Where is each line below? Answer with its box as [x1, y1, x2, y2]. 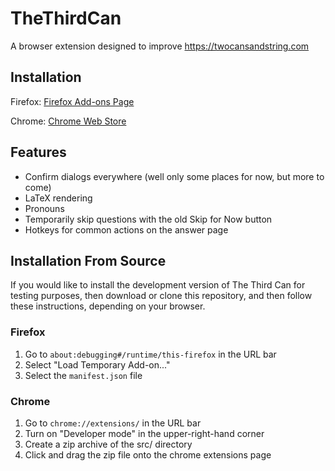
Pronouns [24, 202, 65, 214]
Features [10, 144, 67, 161]
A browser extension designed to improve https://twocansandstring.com [10, 40, 310, 52]
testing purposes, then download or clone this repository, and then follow [10, 290, 313, 302]
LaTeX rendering [24, 192, 93, 204]
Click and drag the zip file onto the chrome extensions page [24, 448, 272, 461]
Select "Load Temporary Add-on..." [24, 358, 171, 371]
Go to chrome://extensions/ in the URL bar [24, 417, 202, 429]
